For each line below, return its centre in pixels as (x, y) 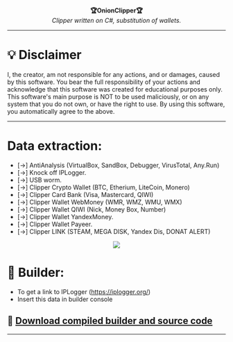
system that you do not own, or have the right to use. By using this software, (116, 104)
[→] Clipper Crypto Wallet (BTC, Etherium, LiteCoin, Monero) (104, 187)
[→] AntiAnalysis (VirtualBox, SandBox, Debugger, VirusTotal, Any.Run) (118, 165)
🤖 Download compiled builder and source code (110, 321)
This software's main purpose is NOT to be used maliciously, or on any (108, 96)
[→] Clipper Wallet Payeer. (55, 224)
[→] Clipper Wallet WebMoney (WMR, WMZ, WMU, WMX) (100, 202)
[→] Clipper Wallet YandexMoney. (65, 216)
